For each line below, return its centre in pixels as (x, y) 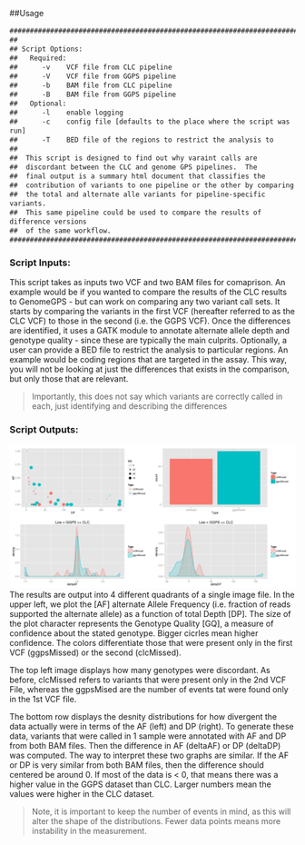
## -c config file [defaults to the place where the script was (150, 122)
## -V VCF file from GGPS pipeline (93, 76)
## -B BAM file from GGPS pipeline (93, 94)
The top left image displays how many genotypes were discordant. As (140, 670)
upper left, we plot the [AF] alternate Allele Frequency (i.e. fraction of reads (150, 604)
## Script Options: (46, 49)
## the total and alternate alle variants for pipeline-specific (138, 194)
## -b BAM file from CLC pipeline (91, 85)
